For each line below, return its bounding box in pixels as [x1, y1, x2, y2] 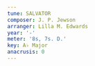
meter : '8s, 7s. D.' [7, 36, 67, 43]
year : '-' [7, 29, 36, 36]
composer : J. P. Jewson [7, 16, 76, 23]
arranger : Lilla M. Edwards [7, 23, 89, 30]
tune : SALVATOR [7, 10, 51, 17]
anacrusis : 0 [7, 49, 45, 56]
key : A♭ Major [7, 42, 49, 49]
